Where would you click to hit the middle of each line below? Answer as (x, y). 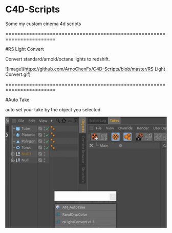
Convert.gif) (18, 74)
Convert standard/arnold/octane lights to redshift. (58, 59)
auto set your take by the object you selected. (54, 109)
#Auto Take (17, 100)
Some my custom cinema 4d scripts (43, 24)
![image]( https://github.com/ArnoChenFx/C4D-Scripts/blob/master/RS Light (85, 69)
